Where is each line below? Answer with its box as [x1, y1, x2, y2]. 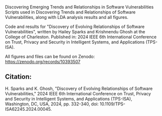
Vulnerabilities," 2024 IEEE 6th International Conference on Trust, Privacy [5, 90, 151, 96]
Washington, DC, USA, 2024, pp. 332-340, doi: [5, 101, 99, 107]
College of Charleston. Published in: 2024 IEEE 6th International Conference [5, 34, 157, 40]
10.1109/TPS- [100, 101, 126, 107]
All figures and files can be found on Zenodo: [5, 54, 95, 59]
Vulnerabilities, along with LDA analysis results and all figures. [5, 14, 129, 20]
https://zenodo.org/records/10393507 [5, 59, 81, 64]
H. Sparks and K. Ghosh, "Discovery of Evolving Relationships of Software [5, 86, 153, 91]
